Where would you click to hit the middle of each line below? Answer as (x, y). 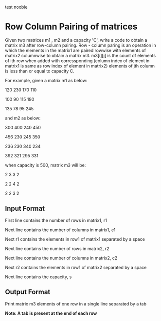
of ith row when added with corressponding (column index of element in (77, 61)
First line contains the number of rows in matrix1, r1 (56, 220)
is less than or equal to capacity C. (40, 71)
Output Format (28, 292)
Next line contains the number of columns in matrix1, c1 (60, 230)
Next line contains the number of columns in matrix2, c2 (61, 258)
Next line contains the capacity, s (38, 277)
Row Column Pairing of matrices (71, 27)
